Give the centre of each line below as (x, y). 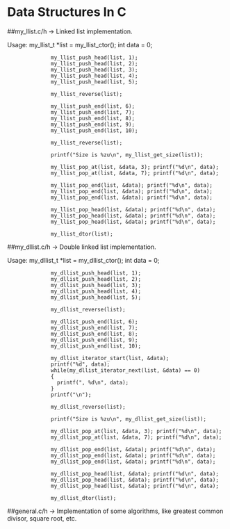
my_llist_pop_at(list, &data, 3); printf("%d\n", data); (135, 167)
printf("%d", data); (81, 364)
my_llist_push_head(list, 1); (95, 57)
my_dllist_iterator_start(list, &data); (110, 358)
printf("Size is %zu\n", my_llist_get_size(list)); (127, 155)
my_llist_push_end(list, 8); (93, 118)
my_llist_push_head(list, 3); (95, 70)
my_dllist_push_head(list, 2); (96, 279)
